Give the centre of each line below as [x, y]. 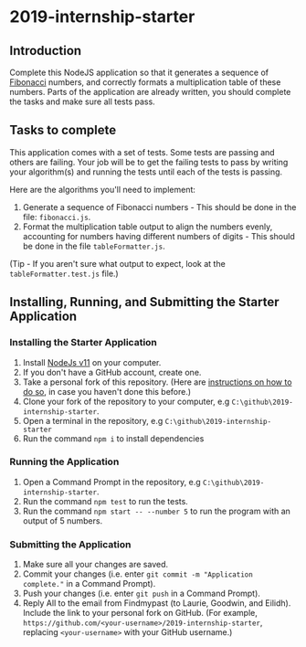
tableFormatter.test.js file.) [64, 273]
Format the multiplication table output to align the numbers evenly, [148, 227]
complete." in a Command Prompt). [89, 584]
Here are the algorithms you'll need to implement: [103, 189]
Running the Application [64, 461]
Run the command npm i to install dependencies [113, 438]
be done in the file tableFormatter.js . [94, 246]
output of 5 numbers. [63, 520]
